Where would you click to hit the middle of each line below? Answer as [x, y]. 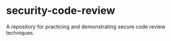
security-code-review [61, 11]
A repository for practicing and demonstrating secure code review [86, 27]
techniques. [20, 32]
